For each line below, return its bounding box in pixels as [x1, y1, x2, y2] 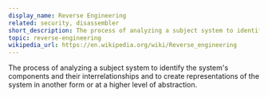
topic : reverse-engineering [8, 33, 102, 42]
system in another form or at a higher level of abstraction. [8, 80, 198, 90]
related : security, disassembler [8, 19, 120, 27]
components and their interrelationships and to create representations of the [8, 72, 260, 81]
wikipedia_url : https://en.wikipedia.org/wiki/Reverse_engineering [8, 41, 238, 49]
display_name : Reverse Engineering [8, 11, 127, 20]
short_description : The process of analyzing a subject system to [8, 26, 234, 34]
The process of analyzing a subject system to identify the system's [8, 63, 229, 72]
